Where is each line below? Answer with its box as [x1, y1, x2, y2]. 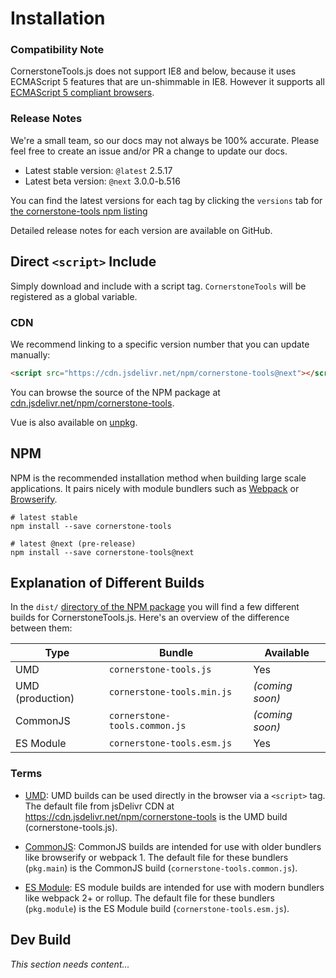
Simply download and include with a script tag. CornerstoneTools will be [10, 280, 307, 292]
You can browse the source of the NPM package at [10, 386, 221, 398]
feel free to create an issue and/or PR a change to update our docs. [10, 145, 288, 157]
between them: [10, 622, 73, 634]
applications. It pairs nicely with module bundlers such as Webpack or [10, 482, 300, 494]
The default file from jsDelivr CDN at [24, 800, 175, 812]
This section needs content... [10, 958, 130, 970]
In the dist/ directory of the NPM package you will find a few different [10, 601, 300, 613]
